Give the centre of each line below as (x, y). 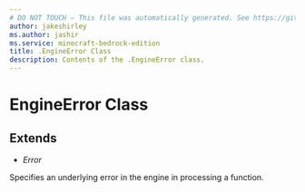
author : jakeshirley (49, 26)
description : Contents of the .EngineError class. (107, 60)
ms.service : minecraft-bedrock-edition (85, 43)
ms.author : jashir (44, 34)
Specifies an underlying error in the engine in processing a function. (137, 177)
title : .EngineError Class (60, 52)
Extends (33, 138)
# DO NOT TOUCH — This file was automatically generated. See (129, 18)
